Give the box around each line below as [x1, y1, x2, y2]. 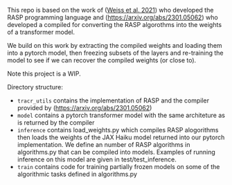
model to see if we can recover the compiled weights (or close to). [7, 56, 197, 64]
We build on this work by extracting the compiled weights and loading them [7, 42, 223, 49]
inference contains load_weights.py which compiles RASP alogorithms [17, 126, 219, 134]
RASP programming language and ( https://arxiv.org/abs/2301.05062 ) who [7, 13, 218, 21]
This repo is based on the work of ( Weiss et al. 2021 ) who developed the [7, 6, 214, 14]
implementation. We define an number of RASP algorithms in [17, 141, 190, 148]
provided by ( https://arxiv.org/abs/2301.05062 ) [17, 104, 152, 112]
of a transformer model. [7, 28, 75, 36]
